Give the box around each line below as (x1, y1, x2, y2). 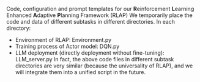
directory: (6, 24, 31, 32)
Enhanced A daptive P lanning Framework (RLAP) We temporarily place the (6, 12, 193, 19)
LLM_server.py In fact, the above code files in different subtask (15, 56, 174, 63)
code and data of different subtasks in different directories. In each (6, 18, 176, 25)
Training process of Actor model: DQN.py (15, 43, 120, 50)
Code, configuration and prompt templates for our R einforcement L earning (6, 5, 194, 12)
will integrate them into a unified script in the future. (15, 69, 146, 75)
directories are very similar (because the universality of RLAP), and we (15, 62, 193, 69)
